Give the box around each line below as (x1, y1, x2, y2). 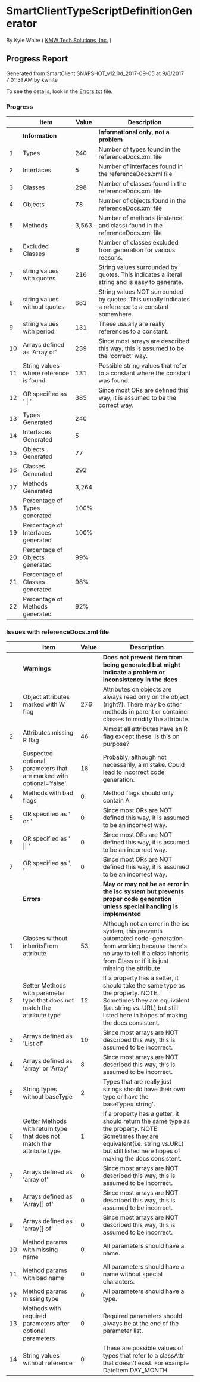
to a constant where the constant (98, 369, 191, 377)
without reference (23, 1359, 73, 1367)
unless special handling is (102, 902, 179, 911)
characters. (102, 1278, 135, 1286)
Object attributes (23, 693, 70, 701)
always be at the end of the (102, 1319, 179, 1328)
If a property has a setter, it (102, 974, 179, 982)
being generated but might (102, 661, 180, 669)
